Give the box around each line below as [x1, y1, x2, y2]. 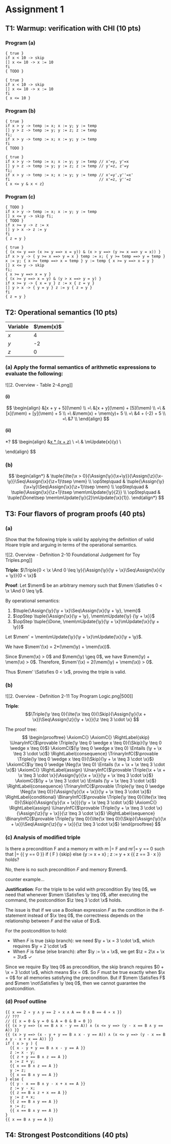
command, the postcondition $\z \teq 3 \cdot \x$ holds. [5, 897, 122, 903]
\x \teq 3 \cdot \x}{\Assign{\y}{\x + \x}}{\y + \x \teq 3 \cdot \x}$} [18, 772, 154, 778]
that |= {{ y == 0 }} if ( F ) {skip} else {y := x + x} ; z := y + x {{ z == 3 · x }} [5, 851, 161, 857]
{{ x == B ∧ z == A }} [10, 1063, 58, 1068]
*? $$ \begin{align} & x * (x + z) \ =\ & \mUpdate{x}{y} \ [5, 438, 121, 445]
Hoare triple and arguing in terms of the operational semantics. [5, 541, 138, 547]
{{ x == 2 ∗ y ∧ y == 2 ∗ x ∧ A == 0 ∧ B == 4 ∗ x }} [5, 1010, 123, 1015]
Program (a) [5, 39, 36, 46]
